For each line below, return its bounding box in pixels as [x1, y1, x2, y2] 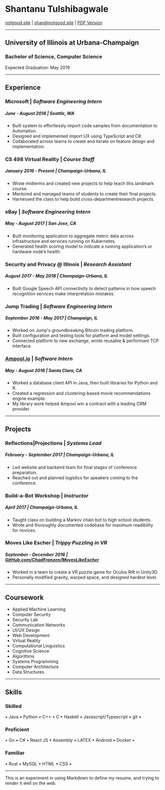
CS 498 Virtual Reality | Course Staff [5, 156, 95, 163]
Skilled [5, 702, 22, 709]
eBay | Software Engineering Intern [5, 208, 91, 215]
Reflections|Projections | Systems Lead [5, 439, 102, 446]
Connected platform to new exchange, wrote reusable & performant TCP [12, 338, 159, 344]
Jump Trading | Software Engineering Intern [5, 303, 112, 310]
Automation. [12, 128, 37, 134]
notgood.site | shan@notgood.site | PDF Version [5, 20, 103, 26]
